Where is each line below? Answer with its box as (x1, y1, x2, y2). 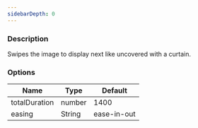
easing (11, 109, 34, 119)
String (61, 109, 81, 119)
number (61, 98, 87, 107)
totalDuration (11, 98, 54, 107)
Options (7, 67, 35, 77)
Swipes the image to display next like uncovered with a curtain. (7, 50, 191, 58)
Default (101, 86, 127, 95)
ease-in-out (93, 109, 136, 119)
